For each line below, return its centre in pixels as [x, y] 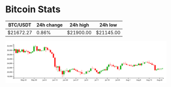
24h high [79, 25]
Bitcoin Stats [33, 9]
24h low [108, 25]
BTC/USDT [20, 25]
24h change [50, 25]
